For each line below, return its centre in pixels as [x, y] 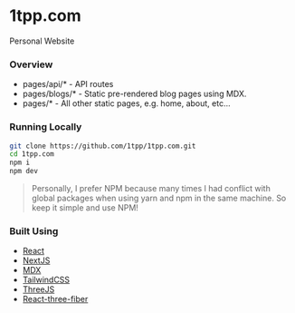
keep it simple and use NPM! [85, 208]
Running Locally [46, 127]
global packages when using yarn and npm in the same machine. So [159, 198]
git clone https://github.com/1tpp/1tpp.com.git [103, 146]
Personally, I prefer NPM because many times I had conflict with [151, 189]
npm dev [24, 171]
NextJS [36, 260]
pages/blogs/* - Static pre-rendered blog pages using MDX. [134, 94]
